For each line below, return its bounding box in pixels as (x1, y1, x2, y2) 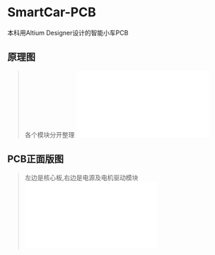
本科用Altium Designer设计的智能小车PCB (7, 28, 129, 37)
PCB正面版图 (7, 153, 64, 165)
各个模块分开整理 (24, 130, 75, 138)
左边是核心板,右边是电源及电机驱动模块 (24, 173, 139, 182)
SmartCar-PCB (7, 4, 97, 20)
